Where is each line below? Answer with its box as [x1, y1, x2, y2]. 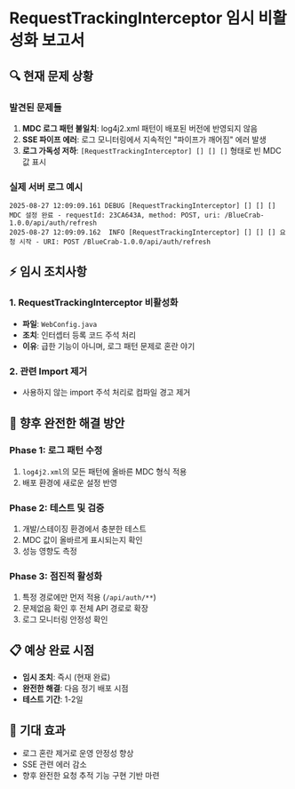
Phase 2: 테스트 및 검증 [9, 501, 105, 514]
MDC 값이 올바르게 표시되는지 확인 [21, 535, 143, 546]
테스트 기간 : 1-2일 [21, 694, 84, 705]
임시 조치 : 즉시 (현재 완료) [21, 672, 111, 682]
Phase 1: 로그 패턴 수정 [9, 444, 103, 457]
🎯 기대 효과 [9, 722, 67, 737]
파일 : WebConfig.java [21, 318, 98, 329]
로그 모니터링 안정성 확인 [21, 614, 108, 625]
